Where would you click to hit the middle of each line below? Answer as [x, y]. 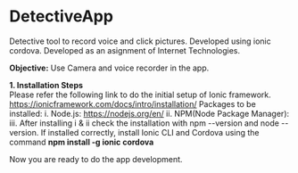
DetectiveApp [62, 16]
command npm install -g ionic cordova [82, 142]
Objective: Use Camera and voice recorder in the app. [109, 68]
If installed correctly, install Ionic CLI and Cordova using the [150, 132]
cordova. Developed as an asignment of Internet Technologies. [125, 50]
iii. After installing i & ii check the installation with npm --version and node [144, 123]
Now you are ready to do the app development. [96, 159]
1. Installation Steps [46, 85]
